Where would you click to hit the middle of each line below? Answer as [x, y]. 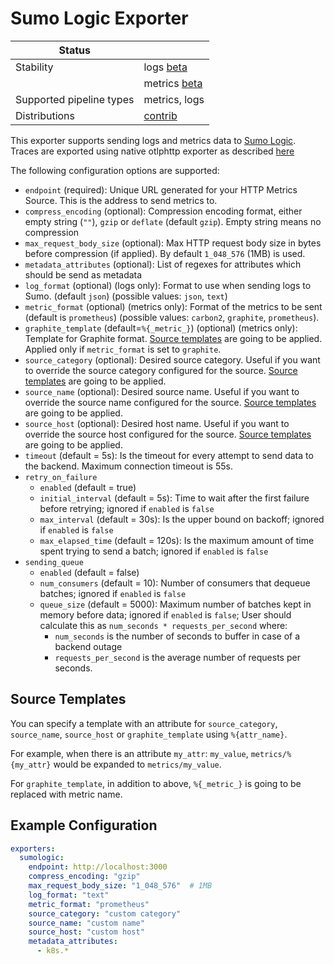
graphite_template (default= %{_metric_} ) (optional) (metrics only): [161, 328]
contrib [160, 115]
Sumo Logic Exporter [99, 18]
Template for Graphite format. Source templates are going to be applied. [173, 338]
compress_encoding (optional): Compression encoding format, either [163, 211]
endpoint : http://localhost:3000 [98, 867]
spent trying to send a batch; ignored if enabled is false [154, 551]
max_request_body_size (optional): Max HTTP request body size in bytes [173, 243]
